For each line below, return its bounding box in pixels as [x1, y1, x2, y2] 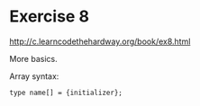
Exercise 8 [9, 6, 90, 27]
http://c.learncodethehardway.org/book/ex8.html [9, 36, 191, 47]
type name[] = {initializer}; [9, 88, 123, 97]
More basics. [9, 53, 58, 64]
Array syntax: [9, 70, 59, 82]
